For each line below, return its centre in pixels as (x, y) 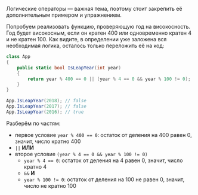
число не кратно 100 (50, 185)
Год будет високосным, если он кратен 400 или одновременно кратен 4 (99, 33)
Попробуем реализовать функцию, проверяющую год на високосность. (98, 27)
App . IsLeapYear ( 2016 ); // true (45, 112)
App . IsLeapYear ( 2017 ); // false (46, 106)
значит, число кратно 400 (48, 141)
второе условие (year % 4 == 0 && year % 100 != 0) (81, 154)
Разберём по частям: (33, 123)
